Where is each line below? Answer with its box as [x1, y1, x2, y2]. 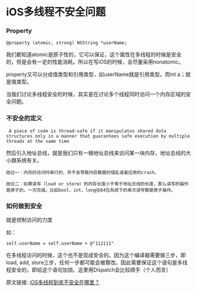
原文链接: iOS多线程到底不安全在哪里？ [6, 279, 100, 286]
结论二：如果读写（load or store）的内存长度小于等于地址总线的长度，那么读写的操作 [6, 180, 189, 187]
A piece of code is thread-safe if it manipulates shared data [8, 128, 167, 134]
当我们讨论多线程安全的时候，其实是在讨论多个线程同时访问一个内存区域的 [6, 91, 186, 98]
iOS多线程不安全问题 [6, 5, 106, 19]
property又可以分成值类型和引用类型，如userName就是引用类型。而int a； [6, 71, 186, 78]
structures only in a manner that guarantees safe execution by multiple [6, 133, 191, 139]
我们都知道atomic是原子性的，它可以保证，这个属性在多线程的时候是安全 [6, 51, 182, 58]
